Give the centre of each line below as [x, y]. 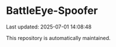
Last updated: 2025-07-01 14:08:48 [49, 27]
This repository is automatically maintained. [58, 38]
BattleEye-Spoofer [52, 11]
